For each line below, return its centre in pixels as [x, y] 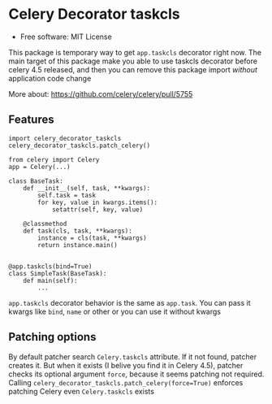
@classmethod [45, 224]
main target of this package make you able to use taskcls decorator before [133, 61]
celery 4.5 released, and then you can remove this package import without [133, 69]
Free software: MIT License [66, 37]
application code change [50, 78]
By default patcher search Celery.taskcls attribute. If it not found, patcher [133, 356]
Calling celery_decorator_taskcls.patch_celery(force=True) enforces [126, 382]
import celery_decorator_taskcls [65, 138]
